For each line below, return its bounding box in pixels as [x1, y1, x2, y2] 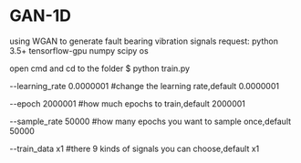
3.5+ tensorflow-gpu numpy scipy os [9, 45, 149, 56]
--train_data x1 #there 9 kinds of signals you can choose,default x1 [9, 143, 260, 154]
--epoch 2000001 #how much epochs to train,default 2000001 [9, 97, 246, 109]
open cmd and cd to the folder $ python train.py [9, 63, 190, 74]
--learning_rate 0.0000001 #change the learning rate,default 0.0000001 [9, 80, 280, 91]
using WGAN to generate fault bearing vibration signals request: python [9, 36, 278, 46]
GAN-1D [9, 5, 71, 26]
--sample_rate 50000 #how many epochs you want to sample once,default [9, 116, 292, 127]
